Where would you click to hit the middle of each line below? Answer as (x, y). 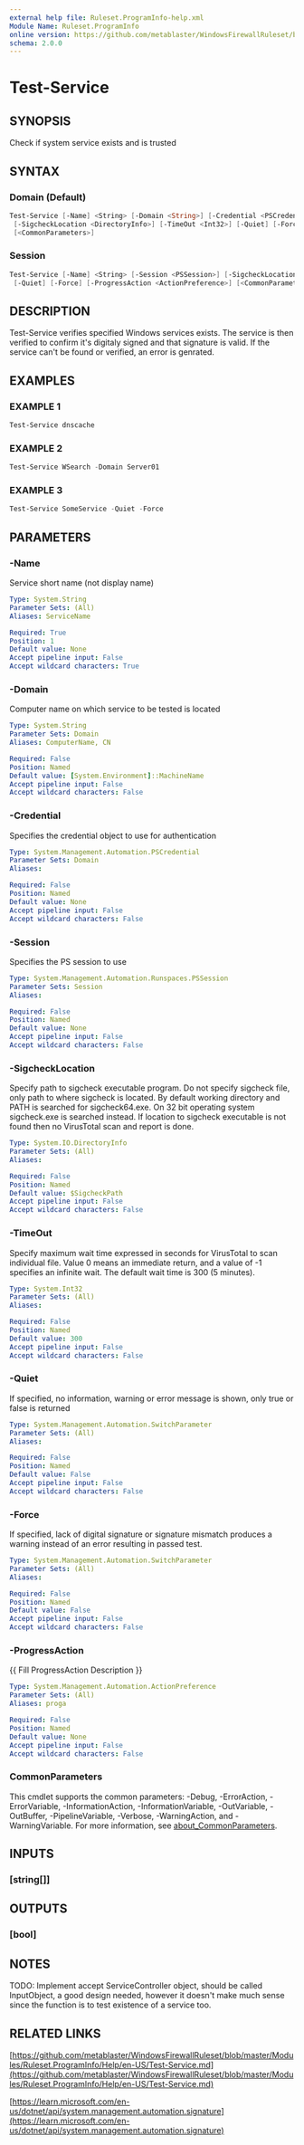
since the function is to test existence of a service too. (110, 2005)
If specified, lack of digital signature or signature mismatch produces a (141, 1534)
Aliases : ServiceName (50, 616)
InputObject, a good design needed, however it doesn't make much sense (147, 1996)
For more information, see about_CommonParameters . (176, 1826)
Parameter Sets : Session (56, 987)
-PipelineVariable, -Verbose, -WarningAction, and (141, 1816)
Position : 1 (32, 641)
